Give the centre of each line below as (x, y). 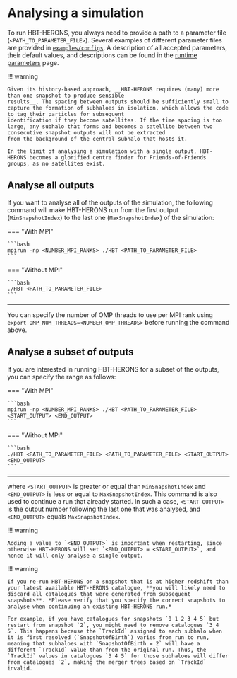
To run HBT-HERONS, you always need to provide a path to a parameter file (117, 33)
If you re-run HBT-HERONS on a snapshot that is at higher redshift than (118, 582)
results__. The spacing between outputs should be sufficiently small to (118, 102)
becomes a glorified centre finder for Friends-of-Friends (118, 157)
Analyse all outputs (51, 185)
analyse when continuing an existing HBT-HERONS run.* (90, 607)
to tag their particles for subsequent (66, 114)
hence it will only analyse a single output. (75, 556)
